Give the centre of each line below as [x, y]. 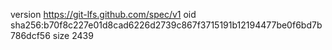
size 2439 [73, 35]
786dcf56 [30, 35]
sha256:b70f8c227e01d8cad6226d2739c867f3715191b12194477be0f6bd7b [166, 25]
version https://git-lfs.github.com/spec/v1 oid [103, 14]
